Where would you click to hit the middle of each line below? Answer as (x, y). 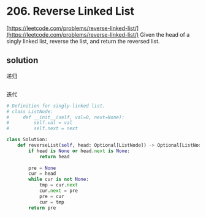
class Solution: (27, 140)
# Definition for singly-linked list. (56, 106)
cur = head (42, 174)
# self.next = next (42, 129)
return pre (42, 208)
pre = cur (51, 196)
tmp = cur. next (59, 185)
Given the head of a (165, 34)
